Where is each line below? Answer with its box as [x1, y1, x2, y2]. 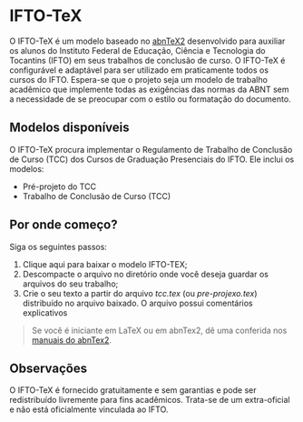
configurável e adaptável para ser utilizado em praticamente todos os [9, 65, 269, 75]
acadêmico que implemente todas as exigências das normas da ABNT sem [9, 84, 289, 95]
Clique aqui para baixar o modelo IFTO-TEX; [22, 258, 188, 269]
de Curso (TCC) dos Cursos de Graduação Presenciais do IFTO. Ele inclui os [9, 154, 295, 165]
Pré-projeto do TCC [22, 181, 97, 192]
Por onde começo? [9, 217, 118, 233]
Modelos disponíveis [9, 120, 130, 136]
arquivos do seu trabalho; [22, 278, 119, 289]
